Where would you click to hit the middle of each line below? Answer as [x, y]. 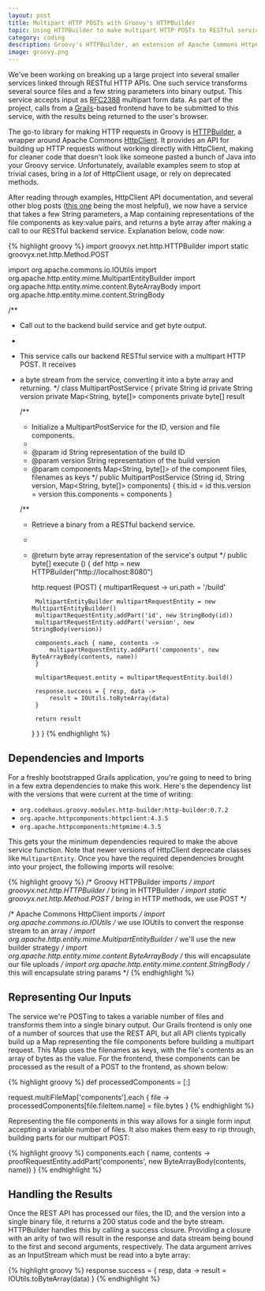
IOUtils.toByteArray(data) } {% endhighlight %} [84, 1279]
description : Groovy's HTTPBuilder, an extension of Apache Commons [123, 45]
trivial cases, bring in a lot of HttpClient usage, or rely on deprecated [119, 174]
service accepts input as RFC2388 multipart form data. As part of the [121, 100]
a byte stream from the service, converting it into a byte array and [127, 380]
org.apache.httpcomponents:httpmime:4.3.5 [90, 826]
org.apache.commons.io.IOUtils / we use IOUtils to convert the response [126, 922]
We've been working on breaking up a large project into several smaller [124, 75]
